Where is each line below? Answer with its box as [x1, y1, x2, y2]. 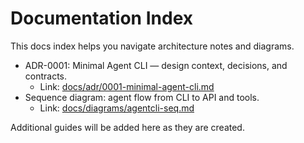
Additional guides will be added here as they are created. [10, 121, 245, 133]
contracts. [24, 70, 68, 82]
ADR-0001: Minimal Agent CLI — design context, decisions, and [24, 59, 288, 71]
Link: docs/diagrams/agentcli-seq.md [39, 102, 195, 114]
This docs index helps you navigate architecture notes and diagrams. [10, 40, 295, 52]
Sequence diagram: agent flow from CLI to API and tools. [24, 91, 260, 103]
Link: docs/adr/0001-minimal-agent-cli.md [39, 80, 215, 92]
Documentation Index [10, 7, 193, 30]
